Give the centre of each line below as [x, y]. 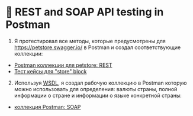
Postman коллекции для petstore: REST [63, 65]
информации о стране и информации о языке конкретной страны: [98, 95]
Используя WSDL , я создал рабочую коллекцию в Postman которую [100, 83]
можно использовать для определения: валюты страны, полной [96, 89]
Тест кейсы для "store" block [50, 71]
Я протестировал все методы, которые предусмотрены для [90, 41]
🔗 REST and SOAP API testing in [85, 12]
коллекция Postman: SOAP [47, 107]
